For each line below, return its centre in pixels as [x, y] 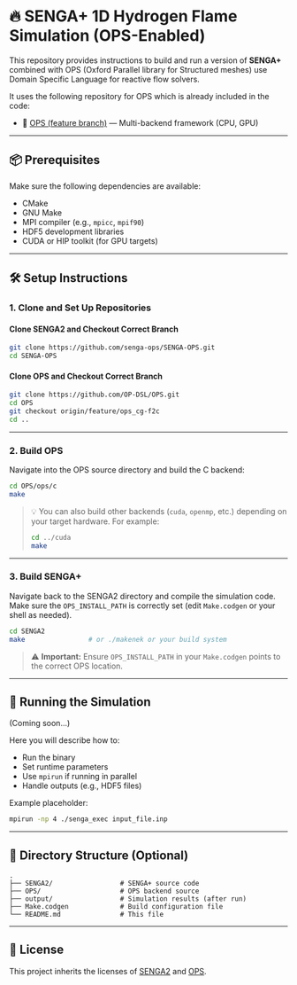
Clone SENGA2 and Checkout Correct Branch [94, 329]
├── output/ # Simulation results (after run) [128, 899]
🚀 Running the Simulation [80, 702]
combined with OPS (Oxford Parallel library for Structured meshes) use [138, 69]
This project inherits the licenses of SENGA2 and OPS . [108, 971]
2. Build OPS [36, 450]
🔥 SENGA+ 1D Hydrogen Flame [123, 16]
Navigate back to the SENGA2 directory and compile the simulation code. [142, 596]
